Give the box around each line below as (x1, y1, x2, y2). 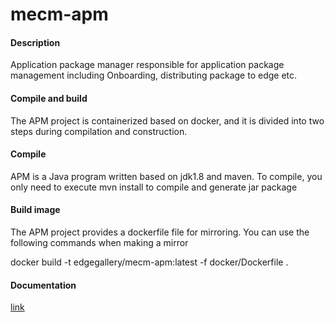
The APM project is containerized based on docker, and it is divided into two (10, 114, 325, 127)
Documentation (10, 279, 77, 291)
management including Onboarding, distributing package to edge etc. (10, 69, 298, 82)
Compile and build (10, 92, 88, 104)
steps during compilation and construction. (10, 125, 188, 137)
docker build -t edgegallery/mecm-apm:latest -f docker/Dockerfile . (10, 256, 289, 268)
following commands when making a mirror (10, 237, 189, 248)
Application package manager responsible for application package (10, 59, 285, 71)
